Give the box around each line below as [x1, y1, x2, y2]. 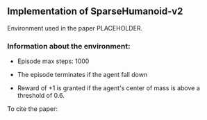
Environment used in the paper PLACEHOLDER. [7, 24, 143, 32]
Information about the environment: [7, 41, 131, 51]
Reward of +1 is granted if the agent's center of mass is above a [17, 84, 200, 92]
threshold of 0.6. [17, 92, 65, 100]
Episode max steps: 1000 [17, 57, 90, 65]
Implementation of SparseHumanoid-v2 [7, 6, 183, 17]
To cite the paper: [7, 105, 58, 113]
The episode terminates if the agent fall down [17, 71, 148, 79]
